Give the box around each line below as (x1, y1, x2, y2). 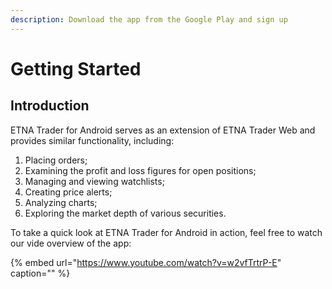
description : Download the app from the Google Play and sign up (10, 14, 288, 25)
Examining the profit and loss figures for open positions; (24, 164, 257, 176)
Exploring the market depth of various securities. (24, 207, 227, 219)
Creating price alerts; (24, 186, 113, 198)
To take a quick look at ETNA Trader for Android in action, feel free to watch (10, 226, 323, 238)
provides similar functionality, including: (10, 134, 175, 146)
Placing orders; (24, 154, 88, 166)
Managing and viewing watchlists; (24, 175, 165, 187)
